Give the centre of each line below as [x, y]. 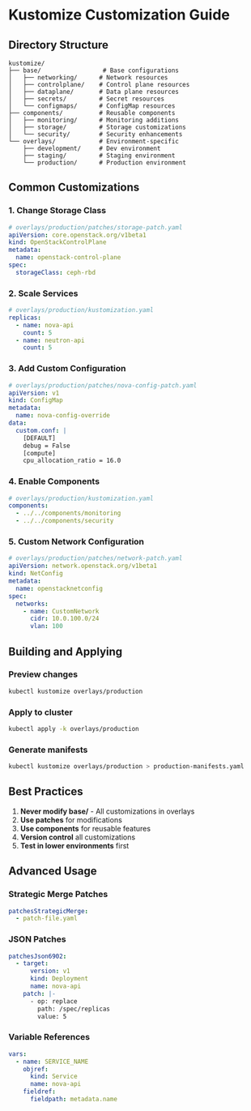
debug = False [47, 446]
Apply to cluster [40, 712]
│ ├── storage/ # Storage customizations [97, 127]
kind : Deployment [59, 979]
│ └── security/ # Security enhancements [96, 135]
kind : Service [54, 1077]
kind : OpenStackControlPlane [57, 242]
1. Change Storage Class [57, 211]
